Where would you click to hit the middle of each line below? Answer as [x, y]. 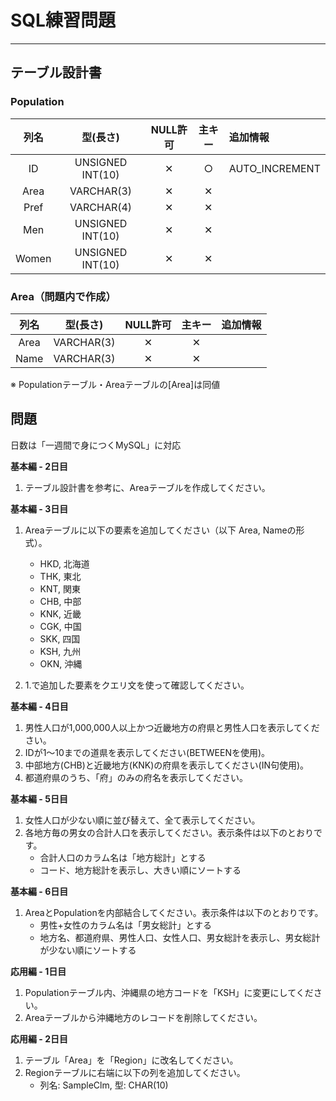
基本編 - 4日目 [39, 706]
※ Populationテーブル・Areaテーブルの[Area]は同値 [115, 384]
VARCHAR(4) [101, 207]
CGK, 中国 [60, 626]
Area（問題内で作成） [63, 296]
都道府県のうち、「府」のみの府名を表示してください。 [136, 777]
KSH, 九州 [60, 651]
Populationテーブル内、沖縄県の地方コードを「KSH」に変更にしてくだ [169, 992]
